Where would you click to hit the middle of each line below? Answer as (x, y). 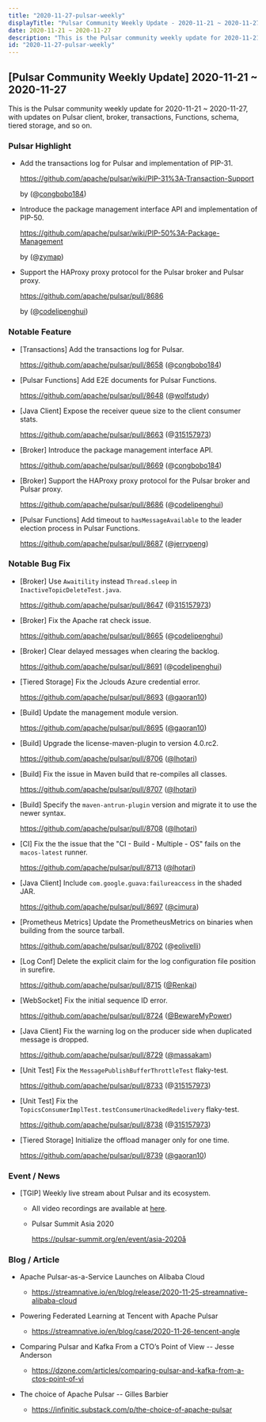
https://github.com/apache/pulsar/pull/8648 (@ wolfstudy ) (114, 395)
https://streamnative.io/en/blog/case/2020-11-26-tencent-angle (135, 1332)
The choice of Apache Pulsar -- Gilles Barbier (94, 1394)
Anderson (36, 1355)
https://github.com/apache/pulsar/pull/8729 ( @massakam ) (116, 1054)
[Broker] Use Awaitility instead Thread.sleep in (98, 581)
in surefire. (37, 969)
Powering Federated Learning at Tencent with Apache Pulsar (119, 1316)
